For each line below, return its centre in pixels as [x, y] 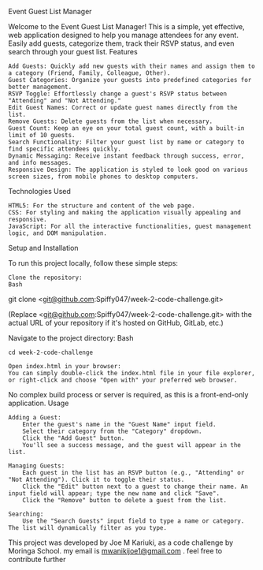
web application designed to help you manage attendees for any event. [123, 35]
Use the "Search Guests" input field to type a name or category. [133, 521]
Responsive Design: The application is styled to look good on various [128, 170]
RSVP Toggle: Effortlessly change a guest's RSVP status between [117, 94]
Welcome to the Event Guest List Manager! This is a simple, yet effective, [127, 26]
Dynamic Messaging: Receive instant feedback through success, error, [126, 156]
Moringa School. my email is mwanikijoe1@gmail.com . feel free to [115, 551]
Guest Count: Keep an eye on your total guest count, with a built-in [126, 129]
